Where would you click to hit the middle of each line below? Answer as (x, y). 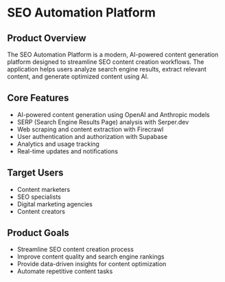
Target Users (35, 173)
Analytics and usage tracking (58, 144)
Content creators (41, 211)
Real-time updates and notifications (68, 151)
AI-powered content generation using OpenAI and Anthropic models (114, 114)
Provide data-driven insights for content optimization (92, 264)
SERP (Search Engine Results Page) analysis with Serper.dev (103, 122)
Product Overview (47, 38)
